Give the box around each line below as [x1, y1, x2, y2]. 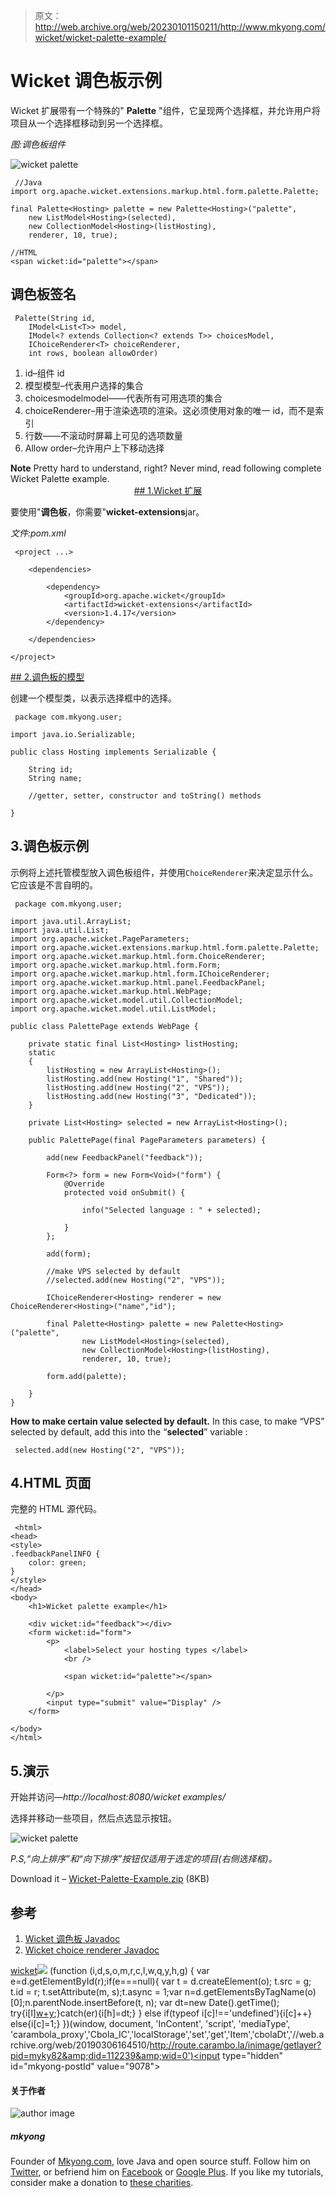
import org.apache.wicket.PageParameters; [10, 934, 190, 944]
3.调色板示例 [10, 838, 90, 855]
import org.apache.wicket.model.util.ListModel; [10, 1004, 217, 1014]
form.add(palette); [46, 1371, 128, 1381]
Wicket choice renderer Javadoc [24, 1944, 160, 1956]
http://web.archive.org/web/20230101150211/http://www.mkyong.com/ [34, 21, 326, 33]
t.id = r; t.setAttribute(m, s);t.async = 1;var [10, 1986, 183, 1998]
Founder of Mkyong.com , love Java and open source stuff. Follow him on [10, 2155, 311, 2168]
